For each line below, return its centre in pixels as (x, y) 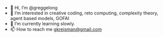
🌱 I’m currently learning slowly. (42, 23)
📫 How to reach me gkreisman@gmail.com (56, 29)
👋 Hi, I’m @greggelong (34, 8)
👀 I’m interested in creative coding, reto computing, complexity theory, (84, 13)
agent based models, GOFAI (40, 18)
